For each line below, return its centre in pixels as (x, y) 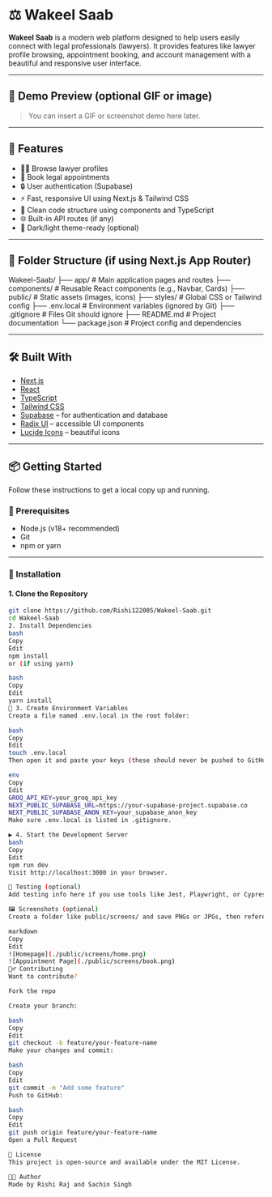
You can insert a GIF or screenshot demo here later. (114, 116)
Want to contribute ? (43, 977)
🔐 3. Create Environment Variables (68, 708)
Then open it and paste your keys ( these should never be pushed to (126, 760)
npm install (28, 656)
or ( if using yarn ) (41, 663)
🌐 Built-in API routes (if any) (67, 218)
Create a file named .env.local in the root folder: (99, 716)
